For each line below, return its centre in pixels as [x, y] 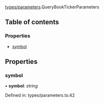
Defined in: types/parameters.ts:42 [40, 95]
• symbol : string [21, 86]
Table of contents [32, 22]
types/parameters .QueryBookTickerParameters [52, 7]
